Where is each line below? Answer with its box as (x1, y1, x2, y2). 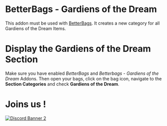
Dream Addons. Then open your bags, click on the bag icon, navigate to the (5, 75, 162, 81)
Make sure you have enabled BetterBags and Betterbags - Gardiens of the (5, 70, 159, 76)
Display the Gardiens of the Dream (5, 43, 151, 55)
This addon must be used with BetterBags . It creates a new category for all (5, 20, 160, 26)
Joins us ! (5, 99, 47, 110)
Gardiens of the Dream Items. (5, 25, 66, 31)
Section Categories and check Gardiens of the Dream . (5, 81, 119, 87)
